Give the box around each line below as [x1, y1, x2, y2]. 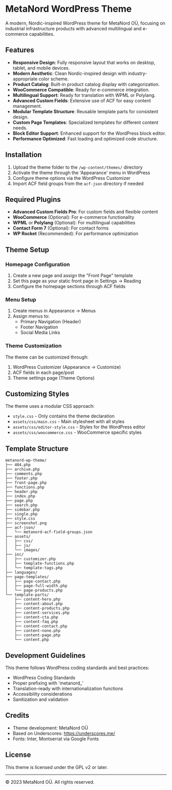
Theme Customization [5, 342, 62, 349]
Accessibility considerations [12, 691, 73, 697]
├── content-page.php [14, 633, 60, 638]
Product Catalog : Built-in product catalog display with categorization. [12, 81, 160, 87]
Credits [5, 711, 30, 720]
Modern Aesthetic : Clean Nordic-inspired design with [12, 70, 127, 76]
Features [5, 46, 34, 54]
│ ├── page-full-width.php [5, 584, 68, 589]
